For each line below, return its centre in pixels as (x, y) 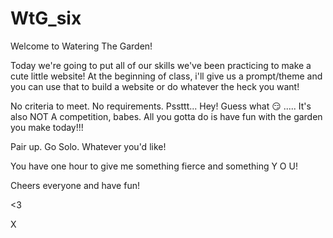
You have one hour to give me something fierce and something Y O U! (154, 166)
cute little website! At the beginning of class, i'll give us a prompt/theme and (166, 76)
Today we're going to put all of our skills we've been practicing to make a (161, 65)
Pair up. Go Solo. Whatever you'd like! (88, 146)
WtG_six (46, 18)
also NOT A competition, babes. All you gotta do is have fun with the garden (166, 116)
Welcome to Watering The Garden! (81, 46)
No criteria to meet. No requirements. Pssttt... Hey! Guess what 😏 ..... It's (161, 106)
